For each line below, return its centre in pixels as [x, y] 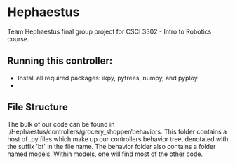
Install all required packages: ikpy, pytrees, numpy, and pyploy [107, 78]
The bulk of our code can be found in [61, 124]
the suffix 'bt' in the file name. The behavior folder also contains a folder [112, 146]
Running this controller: [60, 61]
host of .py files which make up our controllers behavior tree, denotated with [118, 139]
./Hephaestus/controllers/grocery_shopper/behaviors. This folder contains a [117, 131]
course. [18, 38]
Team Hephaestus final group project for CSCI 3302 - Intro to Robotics [109, 31]
